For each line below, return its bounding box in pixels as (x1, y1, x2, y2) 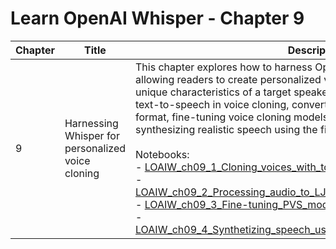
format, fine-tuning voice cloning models (135, 110, 329, 124)
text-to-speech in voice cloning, (135, 97, 290, 111)
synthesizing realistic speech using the (135, 122, 318, 136)
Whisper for (64, 128, 120, 142)
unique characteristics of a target (135, 85, 292, 99)
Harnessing (64, 116, 119, 130)
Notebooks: (135, 147, 190, 161)
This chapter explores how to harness (135, 60, 313, 74)
